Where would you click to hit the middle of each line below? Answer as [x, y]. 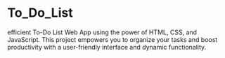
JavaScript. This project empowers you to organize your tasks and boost [112, 39]
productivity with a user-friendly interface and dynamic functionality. [107, 47]
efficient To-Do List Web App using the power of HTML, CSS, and [102, 32]
